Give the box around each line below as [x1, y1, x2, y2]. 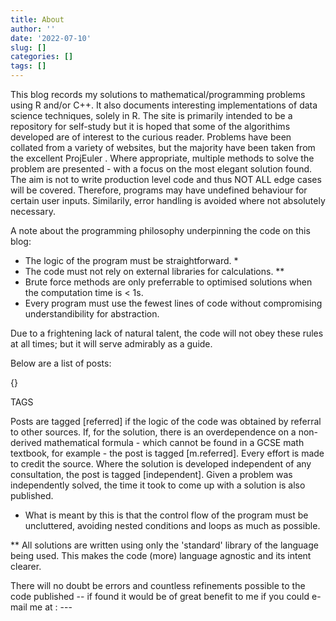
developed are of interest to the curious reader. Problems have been [10, 131, 292, 143]
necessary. [10, 206, 57, 217]
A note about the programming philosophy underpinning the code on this [10, 225, 311, 236]
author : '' [10, 24, 56, 34]
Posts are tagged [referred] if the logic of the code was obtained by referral [10, 416, 322, 427]
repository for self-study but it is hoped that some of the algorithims [10, 121, 291, 132]
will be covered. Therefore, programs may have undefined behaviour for [10, 184, 308, 196]
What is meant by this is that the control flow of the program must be [24, 509, 309, 521]
